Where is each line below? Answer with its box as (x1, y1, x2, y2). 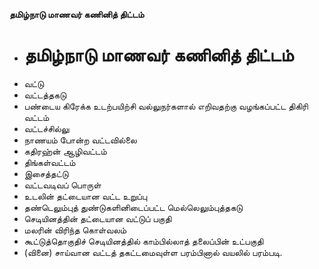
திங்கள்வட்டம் (23, 156, 76, 168)
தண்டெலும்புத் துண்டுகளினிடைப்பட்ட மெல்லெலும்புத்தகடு (23, 201, 244, 213)
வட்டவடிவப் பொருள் (23, 179, 102, 191)
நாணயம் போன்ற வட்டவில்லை (23, 134, 137, 146)
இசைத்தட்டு (23, 167, 69, 179)
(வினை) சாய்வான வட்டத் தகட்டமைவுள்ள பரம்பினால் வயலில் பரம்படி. (23, 246, 283, 258)
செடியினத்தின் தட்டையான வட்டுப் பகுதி (23, 212, 172, 224)
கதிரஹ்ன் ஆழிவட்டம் (23, 145, 107, 157)
